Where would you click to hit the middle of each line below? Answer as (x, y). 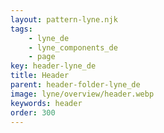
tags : (21, 29)
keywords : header (46, 103)
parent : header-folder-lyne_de (75, 85)
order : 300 (33, 112)
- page (42, 57)
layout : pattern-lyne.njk (64, 19)
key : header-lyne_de (53, 66)
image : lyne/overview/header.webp (82, 94)
